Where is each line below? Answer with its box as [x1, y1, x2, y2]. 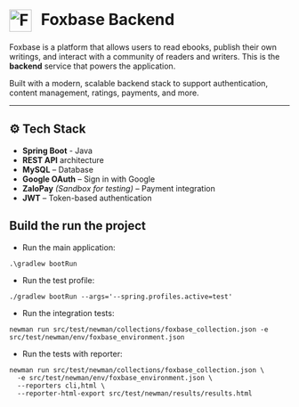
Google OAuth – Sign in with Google [21, 174, 156, 184]
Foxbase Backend [40, 9, 175, 29]
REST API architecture [21, 154, 104, 165]
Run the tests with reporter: [21, 348, 123, 359]
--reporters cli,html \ [17, 381, 105, 390]
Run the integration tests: [21, 307, 115, 318]
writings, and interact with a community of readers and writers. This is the [9, 51, 280, 61]
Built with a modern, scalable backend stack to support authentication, [9, 77, 269, 88]
